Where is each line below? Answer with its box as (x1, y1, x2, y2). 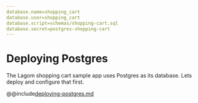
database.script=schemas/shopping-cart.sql (6, 20, 119, 26)
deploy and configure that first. (6, 78, 84, 85)
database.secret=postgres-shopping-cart (6, 25, 111, 32)
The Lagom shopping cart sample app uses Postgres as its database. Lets (6, 72, 192, 79)
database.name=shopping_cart (6, 8, 80, 15)
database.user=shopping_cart (6, 15, 80, 21)
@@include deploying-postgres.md (6, 90, 94, 98)
